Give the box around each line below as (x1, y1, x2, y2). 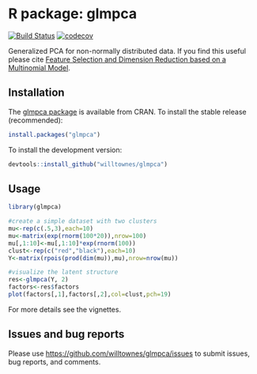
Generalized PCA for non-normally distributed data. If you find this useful (8, 46, 247, 55)
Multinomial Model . (8, 62, 71, 72)
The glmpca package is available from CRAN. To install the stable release (8, 107, 247, 116)
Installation (8, 86, 65, 100)
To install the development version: (8, 145, 123, 154)
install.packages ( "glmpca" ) (8, 130, 101, 138)
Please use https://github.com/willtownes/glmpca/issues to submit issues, (8, 349, 251, 358)
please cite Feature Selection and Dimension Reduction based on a (8, 55, 227, 64)
